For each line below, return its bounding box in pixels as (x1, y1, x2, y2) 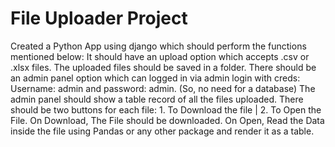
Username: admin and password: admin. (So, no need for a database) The (10, 82, 316, 94)
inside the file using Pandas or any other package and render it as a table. (10, 125, 315, 137)
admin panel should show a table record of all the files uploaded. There (10, 93, 304, 105)
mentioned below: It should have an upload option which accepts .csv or (10, 50, 310, 62)
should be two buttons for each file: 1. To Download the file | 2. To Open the (10, 103, 322, 116)
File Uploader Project (10, 7, 188, 30)
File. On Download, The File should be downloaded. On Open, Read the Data (10, 114, 325, 126)
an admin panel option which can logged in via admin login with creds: (10, 72, 301, 84)
